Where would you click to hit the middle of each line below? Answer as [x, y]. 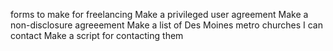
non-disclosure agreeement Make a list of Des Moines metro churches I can [166, 25]
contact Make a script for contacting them [97, 35]
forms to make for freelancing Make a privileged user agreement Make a [159, 14]
